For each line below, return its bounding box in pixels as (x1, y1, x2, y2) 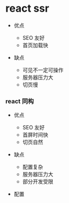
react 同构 (5, 97, 34, 105)
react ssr (5, 2, 50, 15)
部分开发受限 (22, 178, 53, 185)
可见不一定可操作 (22, 66, 64, 73)
